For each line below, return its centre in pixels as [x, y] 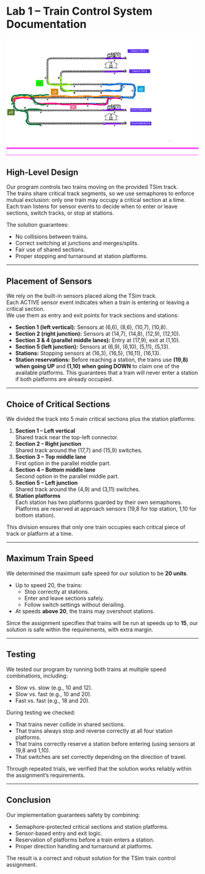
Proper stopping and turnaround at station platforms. [81, 256]
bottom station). [35, 516]
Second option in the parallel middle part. [67, 476]
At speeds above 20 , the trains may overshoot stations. [85, 611]
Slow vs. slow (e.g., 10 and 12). [54, 687]
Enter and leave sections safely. [64, 598]
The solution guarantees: [38, 225]
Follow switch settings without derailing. [75, 604]
